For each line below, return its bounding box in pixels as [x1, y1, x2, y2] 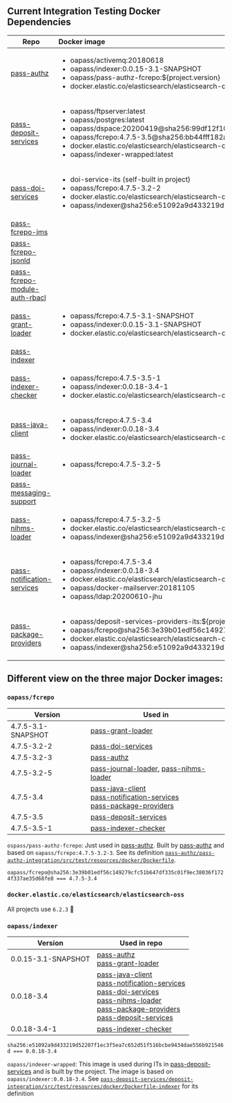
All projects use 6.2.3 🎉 [7, 905, 75, 913]
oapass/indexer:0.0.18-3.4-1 [70, 381, 168, 391]
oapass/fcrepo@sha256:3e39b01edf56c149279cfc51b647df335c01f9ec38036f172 [7, 869, 224, 876]
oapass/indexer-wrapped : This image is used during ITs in [7, 1060, 169, 1068]
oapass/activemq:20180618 [70, 55, 164, 65]
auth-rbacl [10, 293, 46, 303]
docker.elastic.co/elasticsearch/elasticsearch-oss [7, 891, 185, 899]
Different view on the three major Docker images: [7, 673, 223, 684]
